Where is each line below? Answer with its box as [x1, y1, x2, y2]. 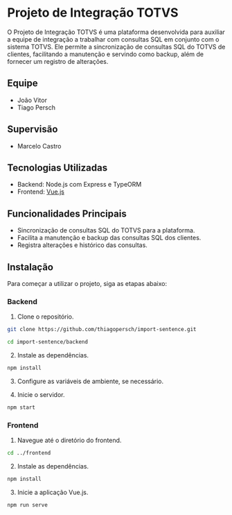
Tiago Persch [17, 103, 55, 112]
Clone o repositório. [17, 312, 74, 321]
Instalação [7, 261, 54, 273]
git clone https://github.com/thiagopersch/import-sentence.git [7, 326, 197, 333]
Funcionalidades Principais [7, 208, 127, 219]
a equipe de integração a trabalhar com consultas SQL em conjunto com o [7, 35, 220, 43]
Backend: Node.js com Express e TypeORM [17, 180, 142, 189]
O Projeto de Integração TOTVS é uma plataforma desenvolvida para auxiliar [7, 28, 225, 36]
